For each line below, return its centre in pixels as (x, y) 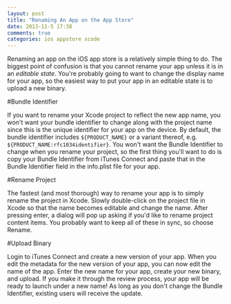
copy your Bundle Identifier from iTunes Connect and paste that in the (106, 159)
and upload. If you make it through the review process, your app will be (108, 279)
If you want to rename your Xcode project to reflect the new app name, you (114, 115)
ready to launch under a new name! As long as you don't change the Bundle (115, 286)
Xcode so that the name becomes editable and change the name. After (108, 208)
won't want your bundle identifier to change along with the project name (110, 122)
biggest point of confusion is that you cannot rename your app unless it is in (115, 66)
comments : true (29, 33)
